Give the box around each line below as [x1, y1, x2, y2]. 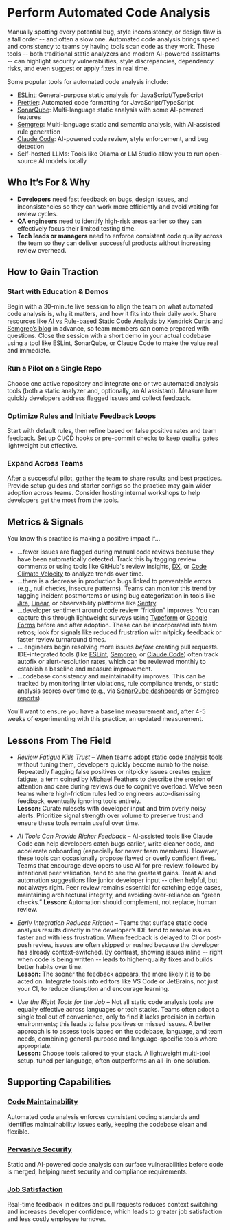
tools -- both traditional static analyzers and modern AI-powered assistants [7, 50, 220, 58]
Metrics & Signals [7, 516, 84, 528]
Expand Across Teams [7, 458, 84, 468]
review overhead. [16, 246, 67, 254]
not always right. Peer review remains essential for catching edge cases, [16, 883, 223, 891]
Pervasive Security [7, 1145, 72, 1154]
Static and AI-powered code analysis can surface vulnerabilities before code [7, 1160, 224, 1168]
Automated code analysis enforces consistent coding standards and [7, 1112, 200, 1120]
